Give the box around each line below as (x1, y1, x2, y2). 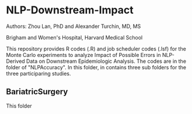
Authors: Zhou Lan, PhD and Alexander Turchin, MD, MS (6, 23, 141, 30)
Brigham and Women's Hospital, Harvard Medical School (6, 34, 143, 41)
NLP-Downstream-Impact (6, 3, 134, 17)
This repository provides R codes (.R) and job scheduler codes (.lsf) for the (6, 45, 187, 52)
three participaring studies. (6, 70, 71, 77)
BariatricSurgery (6, 87, 68, 97)
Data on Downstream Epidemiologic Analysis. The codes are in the (26, 58, 187, 65)
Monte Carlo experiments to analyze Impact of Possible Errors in (6, 51, 162, 58)
